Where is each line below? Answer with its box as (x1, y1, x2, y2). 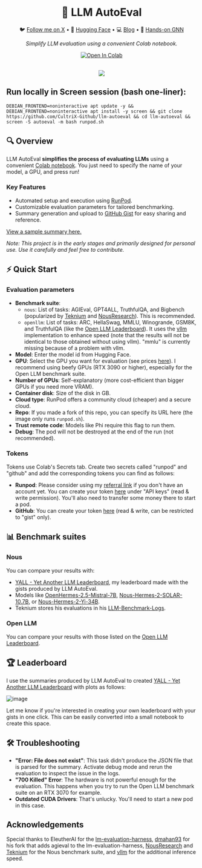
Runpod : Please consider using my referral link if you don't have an (15, 481, 183, 488)
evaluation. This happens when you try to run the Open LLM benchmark (15, 783, 195, 790)
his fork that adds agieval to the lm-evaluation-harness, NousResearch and (6, 842, 194, 849)
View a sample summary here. (6, 228, 82, 235)
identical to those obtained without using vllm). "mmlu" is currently (24, 338, 191, 345)
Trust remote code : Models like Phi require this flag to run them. (15, 421, 175, 429)
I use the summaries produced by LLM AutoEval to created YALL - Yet (6, 677, 180, 684)
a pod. (15, 501, 31, 508)
